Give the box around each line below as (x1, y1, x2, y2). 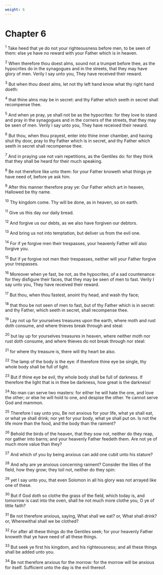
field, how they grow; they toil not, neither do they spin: (5, 466, 116, 473)
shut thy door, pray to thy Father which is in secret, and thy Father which (5, 137, 150, 144)
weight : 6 (5, 7, 25, 12)
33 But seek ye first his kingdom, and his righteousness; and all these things (5, 543, 157, 550)
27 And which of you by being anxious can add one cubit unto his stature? (5, 450, 153, 457)
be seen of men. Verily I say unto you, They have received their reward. (5, 122, 148, 128)
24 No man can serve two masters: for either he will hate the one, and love (5, 388, 154, 395)
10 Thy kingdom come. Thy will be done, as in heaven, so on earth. (5, 198, 139, 205)
